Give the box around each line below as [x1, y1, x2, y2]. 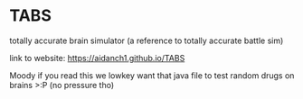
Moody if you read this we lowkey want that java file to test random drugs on [9, 69, 295, 81]
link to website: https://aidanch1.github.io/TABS [9, 52, 185, 63]
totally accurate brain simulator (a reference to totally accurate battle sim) [9, 35, 284, 46]
